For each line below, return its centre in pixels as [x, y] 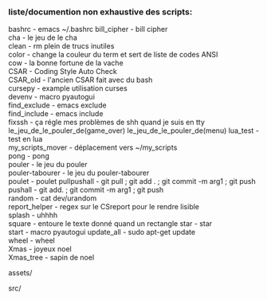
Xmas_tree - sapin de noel [51, 258]
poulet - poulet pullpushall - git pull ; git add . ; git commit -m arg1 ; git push [132, 181]
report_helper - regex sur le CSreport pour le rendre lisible [104, 207]
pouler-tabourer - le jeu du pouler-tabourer [79, 173]
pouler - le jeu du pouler [48, 165]
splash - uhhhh [33, 215]
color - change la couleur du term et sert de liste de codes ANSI [113, 55]
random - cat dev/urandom [53, 198]
